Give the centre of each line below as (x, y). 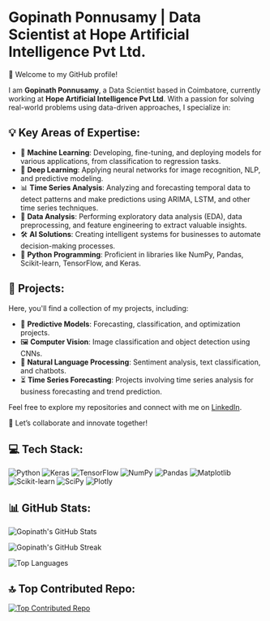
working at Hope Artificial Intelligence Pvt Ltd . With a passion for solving (131, 98)
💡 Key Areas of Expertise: (74, 133)
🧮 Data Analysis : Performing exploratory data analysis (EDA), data (131, 216)
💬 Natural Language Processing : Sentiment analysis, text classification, (140, 362)
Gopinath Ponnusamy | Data (105, 17)
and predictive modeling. (62, 178)
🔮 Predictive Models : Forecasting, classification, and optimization (130, 324)
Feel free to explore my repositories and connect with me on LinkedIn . (125, 407)
